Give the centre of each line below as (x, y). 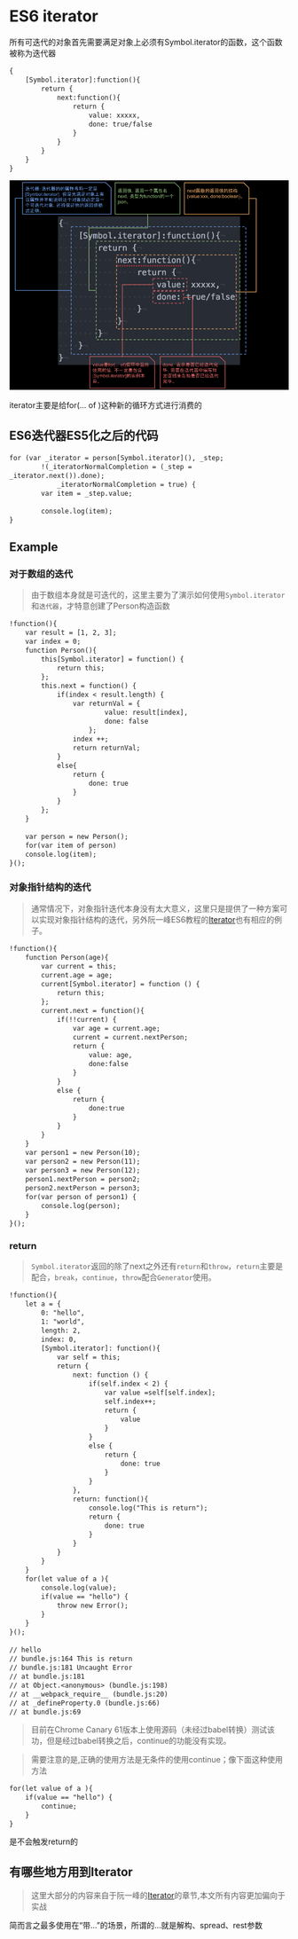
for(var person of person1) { (81, 1197)
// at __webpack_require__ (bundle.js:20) (89, 1695)
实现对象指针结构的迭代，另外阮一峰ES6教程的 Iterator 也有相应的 (157, 919)
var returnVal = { (106, 704)
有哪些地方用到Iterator (71, 1872)
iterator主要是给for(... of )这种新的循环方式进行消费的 (106, 404)
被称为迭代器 (32, 53)
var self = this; (89, 1358)
